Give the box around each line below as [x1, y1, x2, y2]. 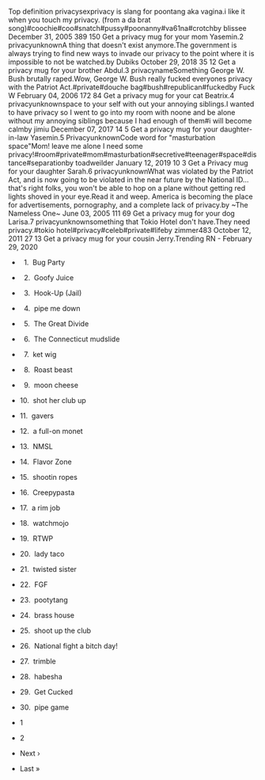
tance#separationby [8, 158, 74, 167]
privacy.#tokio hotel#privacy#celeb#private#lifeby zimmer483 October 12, [8, 226, 252, 234]
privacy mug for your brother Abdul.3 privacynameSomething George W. [8, 66, 245, 74]
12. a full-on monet [19, 427, 83, 436]
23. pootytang [19, 595, 69, 604]
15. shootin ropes [19, 473, 78, 481]
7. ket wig [23, 350, 57, 359]
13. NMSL [19, 442, 53, 451]
